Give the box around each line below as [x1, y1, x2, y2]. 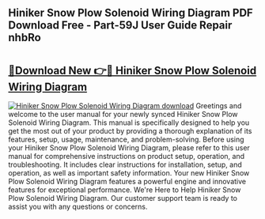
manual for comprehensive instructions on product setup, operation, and [8, 152, 245, 160]
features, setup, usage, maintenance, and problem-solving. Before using [8, 134, 244, 144]
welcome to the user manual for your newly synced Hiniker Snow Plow [8, 110, 239, 119]
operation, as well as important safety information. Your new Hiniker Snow [8, 168, 250, 177]
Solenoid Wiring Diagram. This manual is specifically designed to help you [8, 118, 250, 127]
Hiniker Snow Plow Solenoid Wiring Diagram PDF [8, 6, 253, 20]
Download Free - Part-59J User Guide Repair [8, 19, 233, 32]
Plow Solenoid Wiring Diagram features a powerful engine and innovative [8, 177, 247, 186]
